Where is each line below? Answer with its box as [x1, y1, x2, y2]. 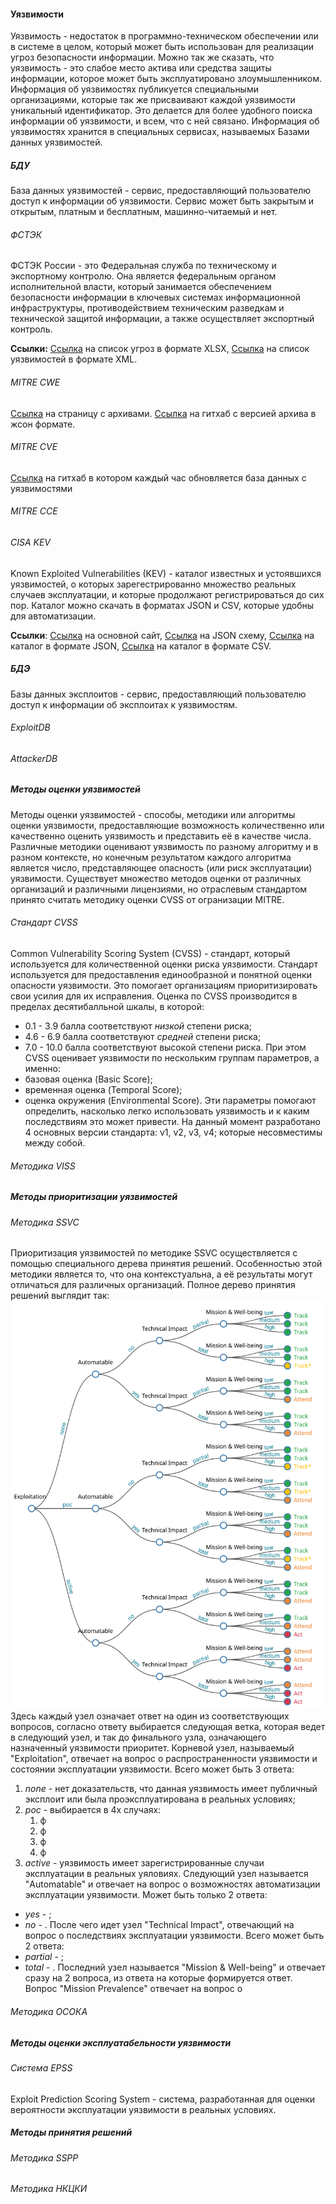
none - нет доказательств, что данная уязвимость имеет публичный [24, 1783, 318, 1795]
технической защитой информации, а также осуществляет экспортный [10, 313, 315, 325]
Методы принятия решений [10, 2126, 133, 2139]
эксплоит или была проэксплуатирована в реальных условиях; [24, 1793, 296, 1805]
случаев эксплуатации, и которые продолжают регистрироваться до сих [10, 588, 325, 600]
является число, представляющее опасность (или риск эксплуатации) [10, 861, 313, 874]
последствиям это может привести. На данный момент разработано [24, 1115, 321, 1127]
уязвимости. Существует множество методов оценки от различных [10, 872, 302, 884]
